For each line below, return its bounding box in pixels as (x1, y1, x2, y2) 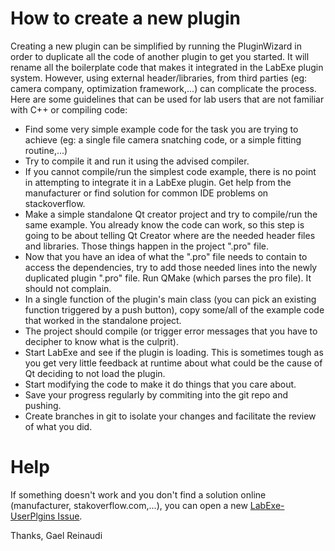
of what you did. (24, 420, 93, 432)
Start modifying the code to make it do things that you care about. (24, 378, 297, 390)
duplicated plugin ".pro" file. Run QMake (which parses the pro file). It (24, 272, 312, 284)
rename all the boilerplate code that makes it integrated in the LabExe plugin (10, 61, 324, 73)
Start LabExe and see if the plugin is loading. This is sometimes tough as (24, 346, 324, 358)
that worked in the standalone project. (24, 314, 182, 326)
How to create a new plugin (10, 7, 242, 30)
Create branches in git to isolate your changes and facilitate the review (24, 410, 317, 422)
